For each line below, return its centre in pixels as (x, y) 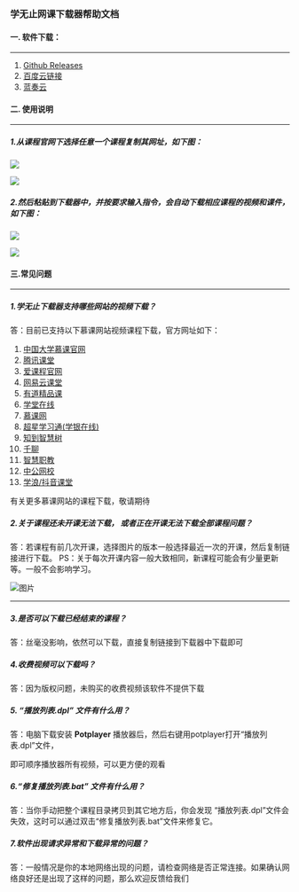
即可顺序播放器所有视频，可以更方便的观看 (88, 764)
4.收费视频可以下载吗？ (53, 664)
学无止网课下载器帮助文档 (65, 13)
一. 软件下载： (35, 36)
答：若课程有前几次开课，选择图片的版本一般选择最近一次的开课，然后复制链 (150, 547)
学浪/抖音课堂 (48, 482)
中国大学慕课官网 (54, 349)
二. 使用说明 (32, 109)
